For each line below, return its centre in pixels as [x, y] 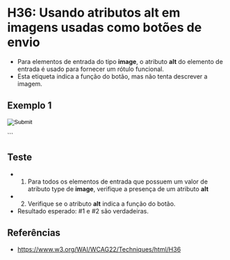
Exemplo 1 [30, 106]
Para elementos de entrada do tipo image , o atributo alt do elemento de [120, 61]
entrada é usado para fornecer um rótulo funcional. [91, 69]
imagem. [30, 83]
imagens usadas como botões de [105, 27]
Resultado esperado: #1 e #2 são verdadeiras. [83, 211]
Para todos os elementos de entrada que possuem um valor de [118, 181]
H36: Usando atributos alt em [94, 13]
